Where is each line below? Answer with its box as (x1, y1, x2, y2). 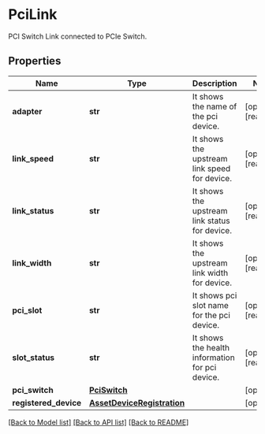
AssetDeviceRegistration (89, 397, 185, 408)
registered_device (12, 397, 82, 408)
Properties (8, 54, 62, 68)
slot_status (12, 352, 55, 363)
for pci (192, 362, 217, 373)
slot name (192, 299, 229, 310)
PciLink (8, 6, 58, 24)
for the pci (192, 310, 231, 321)
